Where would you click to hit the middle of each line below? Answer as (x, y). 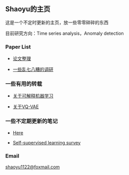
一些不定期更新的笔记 (31, 121)
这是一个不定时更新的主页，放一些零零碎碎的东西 (57, 22)
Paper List (18, 46)
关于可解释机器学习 (33, 96)
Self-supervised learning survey (47, 142)
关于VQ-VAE (26, 107)
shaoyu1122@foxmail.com (33, 167)
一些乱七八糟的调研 (33, 69)
